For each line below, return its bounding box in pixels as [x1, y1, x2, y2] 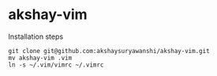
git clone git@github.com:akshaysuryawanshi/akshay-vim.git [8, 47, 211, 55]
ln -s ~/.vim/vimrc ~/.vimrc [8, 61, 104, 69]
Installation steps [8, 32, 64, 41]
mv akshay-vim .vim [8, 54, 73, 62]
